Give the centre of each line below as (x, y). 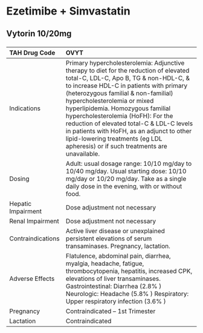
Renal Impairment (34, 221)
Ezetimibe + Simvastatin (69, 11)
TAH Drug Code (32, 53)
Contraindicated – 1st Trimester (111, 311)
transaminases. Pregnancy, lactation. (118, 246)
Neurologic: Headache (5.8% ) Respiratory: (127, 294)
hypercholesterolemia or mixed (110, 101)
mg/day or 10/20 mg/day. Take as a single (126, 179)
